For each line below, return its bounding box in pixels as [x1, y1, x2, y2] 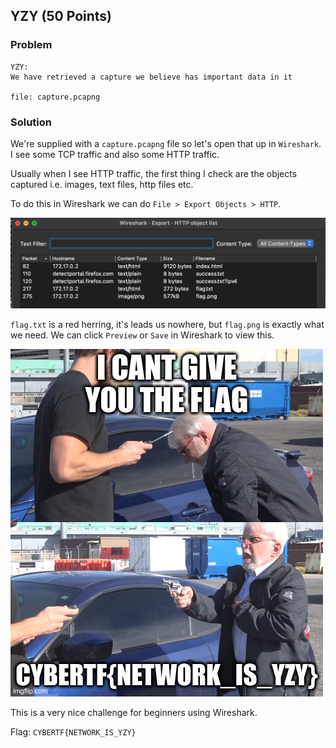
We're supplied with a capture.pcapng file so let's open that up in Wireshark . [10, 137, 322, 149]
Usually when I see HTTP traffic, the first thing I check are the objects [10, 167, 298, 179]
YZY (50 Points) [10, 8, 113, 25]
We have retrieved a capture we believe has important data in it [10, 72, 293, 82]
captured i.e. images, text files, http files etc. [10, 178, 194, 190]
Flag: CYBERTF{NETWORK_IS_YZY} [10, 725, 137, 738]
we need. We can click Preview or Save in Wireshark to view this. [10, 329, 275, 341]
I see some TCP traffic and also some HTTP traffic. [10, 148, 220, 160]
